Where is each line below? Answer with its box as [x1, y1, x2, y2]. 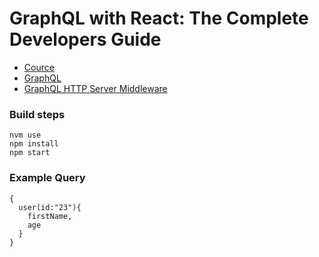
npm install [9, 139, 59, 149]
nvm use [9, 130, 42, 141]
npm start [9, 148, 51, 158]
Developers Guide [9, 28, 162, 51]
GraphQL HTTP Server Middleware [23, 82, 168, 94]
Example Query [9, 171, 86, 185]
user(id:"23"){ [18, 202, 82, 212]
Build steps [9, 107, 66, 121]
